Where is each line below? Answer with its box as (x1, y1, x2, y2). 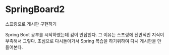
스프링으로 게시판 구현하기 (5, 21, 57, 27)
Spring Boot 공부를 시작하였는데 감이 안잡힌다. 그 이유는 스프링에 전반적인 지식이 (5, 31, 164, 37)
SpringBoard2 (5, 4, 65, 15)
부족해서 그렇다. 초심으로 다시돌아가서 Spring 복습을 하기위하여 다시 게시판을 (5, 38, 156, 44)
